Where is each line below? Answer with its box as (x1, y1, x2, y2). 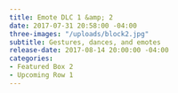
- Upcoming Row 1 (9, 71, 74, 80)
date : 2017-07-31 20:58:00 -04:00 (9, 21, 138, 30)
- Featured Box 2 (9, 63, 74, 72)
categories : (9, 54, 53, 63)
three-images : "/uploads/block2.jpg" (9, 29, 150, 38)
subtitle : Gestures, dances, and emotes (9, 37, 162, 47)
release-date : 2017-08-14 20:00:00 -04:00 (9, 46, 169, 55)
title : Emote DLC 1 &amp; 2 (9, 12, 114, 22)
